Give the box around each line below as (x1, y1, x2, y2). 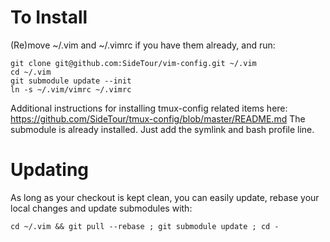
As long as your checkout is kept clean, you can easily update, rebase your (10, 191, 320, 203)
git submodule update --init (10, 76, 132, 86)
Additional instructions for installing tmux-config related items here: (10, 102, 288, 114)
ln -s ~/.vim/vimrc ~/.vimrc (10, 84, 132, 95)
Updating (10, 159, 90, 181)
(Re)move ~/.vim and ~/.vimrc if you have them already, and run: (10, 39, 276, 51)
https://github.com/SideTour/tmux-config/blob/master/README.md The (10, 112, 306, 125)
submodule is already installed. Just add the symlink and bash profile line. (10, 123, 315, 135)
